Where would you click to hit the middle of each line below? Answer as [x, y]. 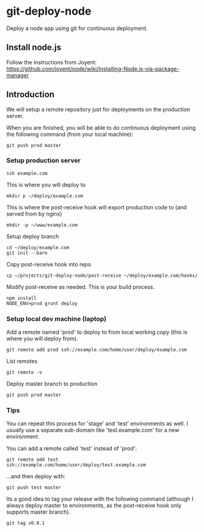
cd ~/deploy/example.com [38, 247]
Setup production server [43, 160]
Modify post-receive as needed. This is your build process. [80, 287]
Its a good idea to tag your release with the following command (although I [100, 499]
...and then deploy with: [36, 476]
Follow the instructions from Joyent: [52, 62]
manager [18, 75]
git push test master [34, 488]
